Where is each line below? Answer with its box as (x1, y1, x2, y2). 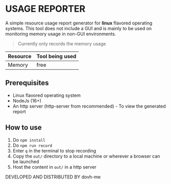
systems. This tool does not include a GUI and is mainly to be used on (5, 25, 152, 31)
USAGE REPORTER (5, 3, 86, 15)
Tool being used (36, 52, 77, 60)
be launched (12, 159, 39, 165)
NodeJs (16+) (12, 97, 42, 103)
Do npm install (12, 137, 45, 143)
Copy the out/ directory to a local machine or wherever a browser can (12, 153, 160, 159)
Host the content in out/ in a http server (12, 164, 97, 170)
